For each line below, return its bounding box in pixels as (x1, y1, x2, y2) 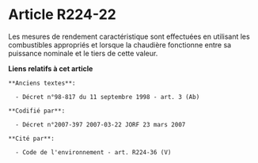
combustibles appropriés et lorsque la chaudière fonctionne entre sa (8, 40, 232, 49)
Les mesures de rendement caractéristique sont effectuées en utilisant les (8, 32, 251, 41)
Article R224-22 (8, 6, 116, 24)
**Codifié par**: (8, 107, 66, 115)
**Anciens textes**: (8, 79, 77, 87)
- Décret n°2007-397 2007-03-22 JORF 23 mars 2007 (15, 120, 186, 128)
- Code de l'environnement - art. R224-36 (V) (15, 148, 172, 156)
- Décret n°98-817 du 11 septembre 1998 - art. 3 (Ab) (15, 93, 200, 100)
